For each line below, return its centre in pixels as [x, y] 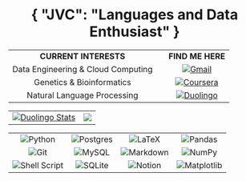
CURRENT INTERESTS [83, 56]
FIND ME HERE [197, 56]
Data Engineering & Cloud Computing [83, 69]
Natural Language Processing [83, 95]
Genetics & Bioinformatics [82, 82]
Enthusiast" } [135, 32]
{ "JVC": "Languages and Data [135, 15]
